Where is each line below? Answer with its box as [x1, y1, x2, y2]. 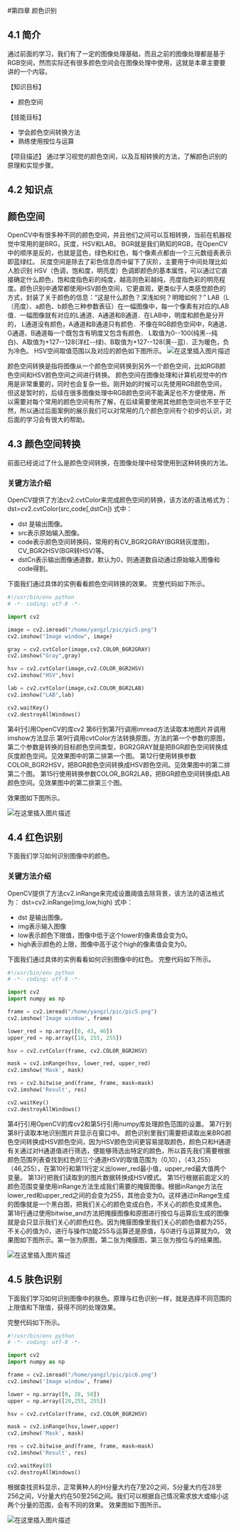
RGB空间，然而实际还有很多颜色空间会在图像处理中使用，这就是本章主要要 [7, 58, 226, 66]
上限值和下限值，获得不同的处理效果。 [7, 1303, 119, 1311]
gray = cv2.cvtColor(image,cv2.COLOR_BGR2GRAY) [7, 645, 152, 653]
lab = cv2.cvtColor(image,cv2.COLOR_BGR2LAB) [7, 684, 144, 692]
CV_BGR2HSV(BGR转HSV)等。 [17, 547, 108, 555]
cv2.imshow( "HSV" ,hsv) [7, 672, 75, 679]
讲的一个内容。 [7, 67, 51, 76]
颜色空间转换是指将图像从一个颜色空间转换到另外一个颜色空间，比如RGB [7, 362, 220, 370]
